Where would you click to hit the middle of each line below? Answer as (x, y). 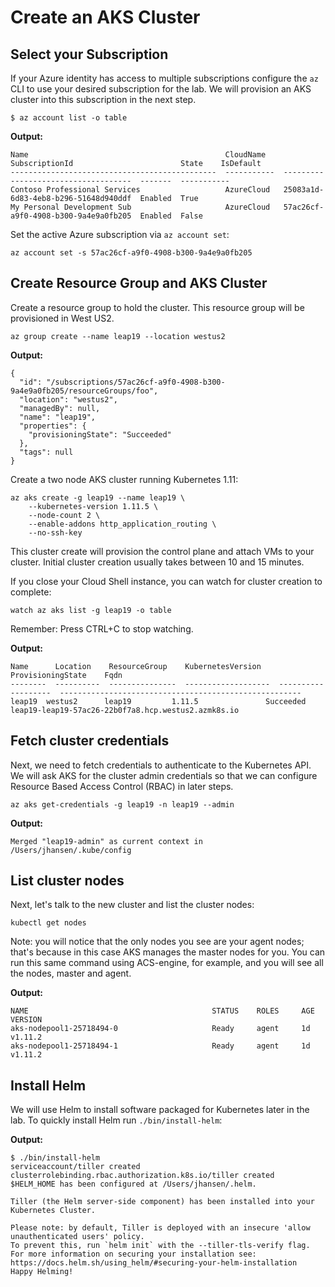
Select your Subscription (89, 54)
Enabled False (171, 216)
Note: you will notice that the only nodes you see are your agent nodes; (157, 942)
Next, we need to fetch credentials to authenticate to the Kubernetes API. (161, 765)
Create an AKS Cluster (105, 17)
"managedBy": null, (60, 408)
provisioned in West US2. (62, 318)
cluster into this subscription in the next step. (103, 99)
